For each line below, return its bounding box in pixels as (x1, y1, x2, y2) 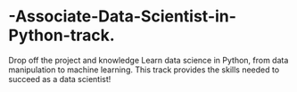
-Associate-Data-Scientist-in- (8, 6, 237, 27)
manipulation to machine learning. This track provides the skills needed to (8, 64, 280, 75)
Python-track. (8, 25, 115, 46)
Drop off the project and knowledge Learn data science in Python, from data (8, 54, 289, 65)
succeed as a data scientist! (8, 73, 111, 84)
